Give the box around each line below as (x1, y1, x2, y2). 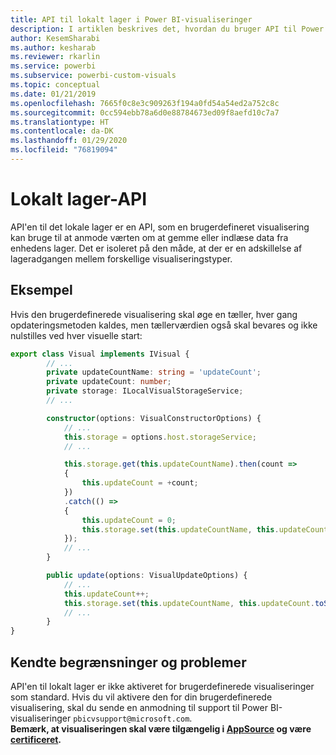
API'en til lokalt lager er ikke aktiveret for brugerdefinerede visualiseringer (10, 680, 315, 692)
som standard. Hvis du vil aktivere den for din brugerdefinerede (10, 691, 273, 703)
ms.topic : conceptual (10, 80, 101, 90)
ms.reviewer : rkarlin (10, 52, 101, 62)
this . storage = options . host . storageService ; (63, 432, 257, 442)
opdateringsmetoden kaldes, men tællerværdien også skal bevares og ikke (10, 319, 318, 331)
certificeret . (10, 733, 62, 745)
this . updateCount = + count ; (81, 478, 199, 488)
